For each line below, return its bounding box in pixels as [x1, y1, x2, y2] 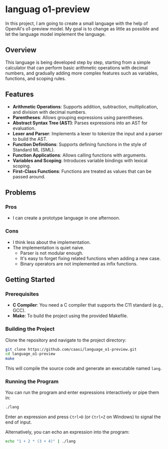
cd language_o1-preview [5, 351, 56, 357]
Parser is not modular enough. [20, 250, 83, 256]
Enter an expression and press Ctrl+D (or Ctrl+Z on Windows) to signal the [5, 414, 161, 420]
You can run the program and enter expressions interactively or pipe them [5, 389, 159, 396]
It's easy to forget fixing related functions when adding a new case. [20, 255, 161, 261]
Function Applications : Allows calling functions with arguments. [12, 152, 147, 158]
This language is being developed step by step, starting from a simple [5, 59, 151, 65]
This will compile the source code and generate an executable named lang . [5, 365, 162, 371]
